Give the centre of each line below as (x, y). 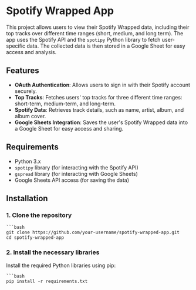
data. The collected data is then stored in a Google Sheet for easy (106, 46)
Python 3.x (28, 161)
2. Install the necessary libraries (53, 252)
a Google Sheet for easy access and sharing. (69, 128)
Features (23, 71)
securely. (26, 91)
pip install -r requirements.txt (47, 281)
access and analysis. (31, 52)
